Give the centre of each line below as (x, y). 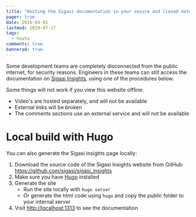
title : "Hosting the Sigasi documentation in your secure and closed (92, 11)
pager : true (20, 17)
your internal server (47, 201)
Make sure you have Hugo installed (57, 177)
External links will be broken (48, 107)
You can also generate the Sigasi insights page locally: (71, 153)
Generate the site (35, 183)
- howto (21, 38)
